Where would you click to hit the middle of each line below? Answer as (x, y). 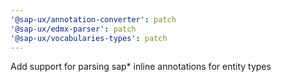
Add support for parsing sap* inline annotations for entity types (141, 67)
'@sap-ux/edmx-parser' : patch (73, 29)
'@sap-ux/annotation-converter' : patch (93, 19)
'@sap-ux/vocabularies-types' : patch (89, 38)
